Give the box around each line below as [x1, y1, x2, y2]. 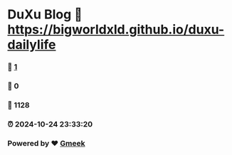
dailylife [7, 37, 56, 53]
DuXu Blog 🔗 [7, 6, 83, 23]
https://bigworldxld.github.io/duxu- [7, 21, 225, 38]
